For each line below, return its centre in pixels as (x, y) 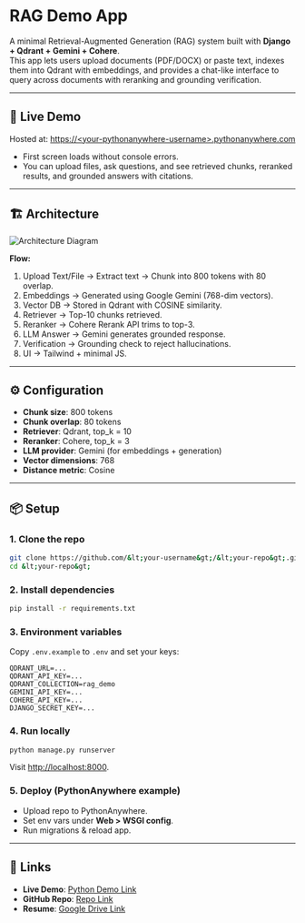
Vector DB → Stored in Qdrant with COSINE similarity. (122, 305)
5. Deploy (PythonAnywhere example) (95, 791)
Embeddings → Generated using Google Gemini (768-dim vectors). (148, 295)
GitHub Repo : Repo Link (68, 898)
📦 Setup (35, 508)
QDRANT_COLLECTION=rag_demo (63, 685)
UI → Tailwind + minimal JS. (74, 353)
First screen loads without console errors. (100, 157)
